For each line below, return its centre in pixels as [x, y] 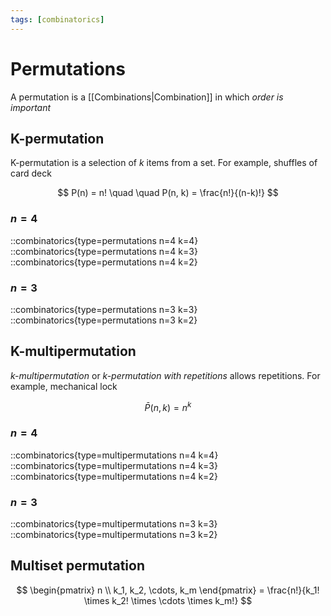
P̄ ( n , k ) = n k [168, 406]
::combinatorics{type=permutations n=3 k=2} [104, 320]
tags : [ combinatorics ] [57, 19]
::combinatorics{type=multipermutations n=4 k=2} [114, 476]
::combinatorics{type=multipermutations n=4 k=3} [114, 465]
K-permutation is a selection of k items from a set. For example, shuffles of [164, 163]
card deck [31, 173]
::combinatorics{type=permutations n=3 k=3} [104, 309]
